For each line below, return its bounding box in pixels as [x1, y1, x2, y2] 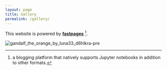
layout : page [5, 7, 32, 12]
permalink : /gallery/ [5, 16, 50, 21]
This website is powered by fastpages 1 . [5, 30, 88, 37]
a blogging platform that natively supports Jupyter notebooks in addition [12, 55, 161, 61]
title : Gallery [5, 12, 37, 17]
